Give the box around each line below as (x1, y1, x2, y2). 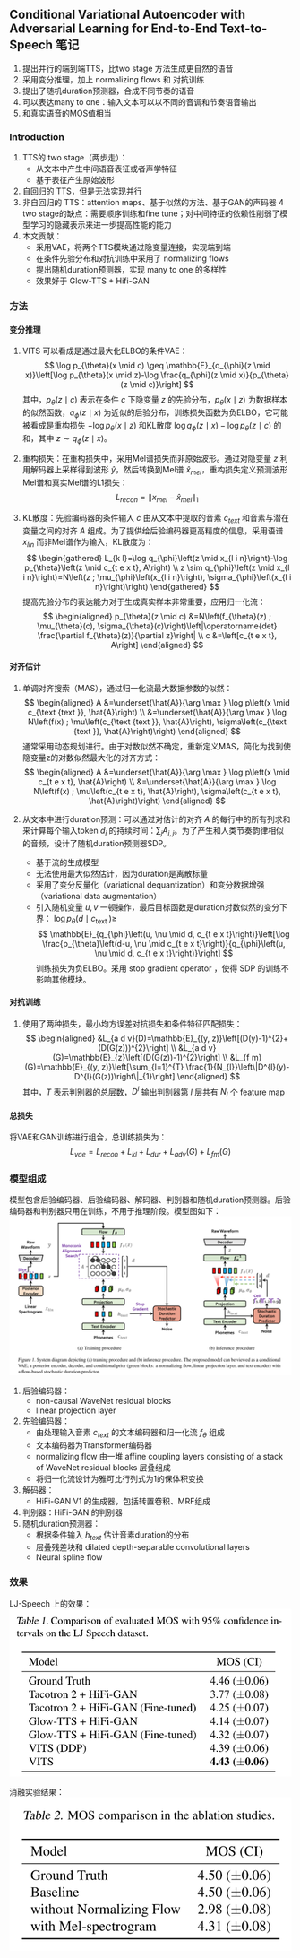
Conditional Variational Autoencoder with (9, 7, 246, 22)
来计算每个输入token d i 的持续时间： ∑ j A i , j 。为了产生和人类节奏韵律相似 (21, 825, 285, 837)
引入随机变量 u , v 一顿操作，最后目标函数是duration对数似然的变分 (35, 901, 280, 913)
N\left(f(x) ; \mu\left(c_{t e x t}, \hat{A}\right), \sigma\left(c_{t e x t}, (33, 785, 281, 796)
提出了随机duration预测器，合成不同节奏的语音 (21, 85, 195, 96)
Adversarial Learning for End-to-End (9, 22, 218, 37)
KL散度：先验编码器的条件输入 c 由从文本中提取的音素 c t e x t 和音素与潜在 (21, 513, 289, 525)
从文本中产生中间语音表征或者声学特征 (35, 163, 177, 174)
